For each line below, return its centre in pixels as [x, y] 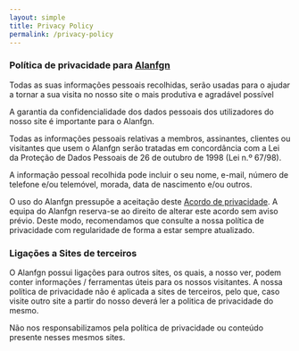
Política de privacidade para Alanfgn [90, 65]
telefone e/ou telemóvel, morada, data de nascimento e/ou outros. [131, 184]
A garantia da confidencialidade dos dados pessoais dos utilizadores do [141, 112]
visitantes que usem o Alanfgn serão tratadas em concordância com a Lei [145, 147]
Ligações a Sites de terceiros [73, 253]
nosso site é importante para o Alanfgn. [82, 121]
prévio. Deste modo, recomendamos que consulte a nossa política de [137, 221]
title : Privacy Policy [51, 26]
